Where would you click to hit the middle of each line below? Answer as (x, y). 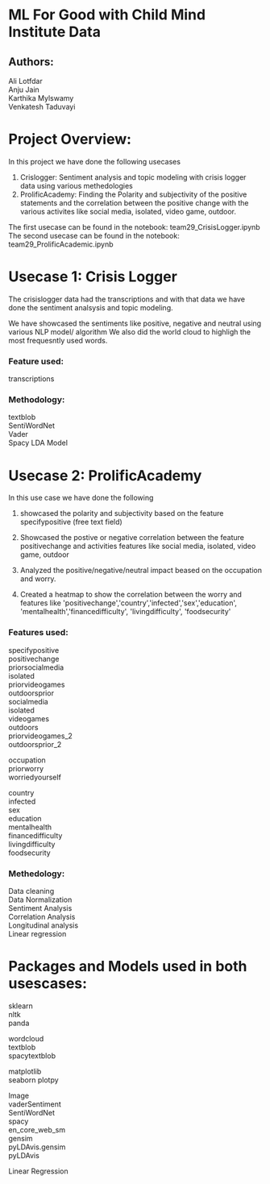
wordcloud (26, 1038)
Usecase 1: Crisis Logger (93, 277)
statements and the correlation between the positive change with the (134, 202)
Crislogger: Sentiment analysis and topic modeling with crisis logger (133, 177)
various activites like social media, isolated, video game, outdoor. (128, 211)
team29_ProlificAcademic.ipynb (61, 244)
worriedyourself (35, 777)
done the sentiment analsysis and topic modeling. (91, 307)
